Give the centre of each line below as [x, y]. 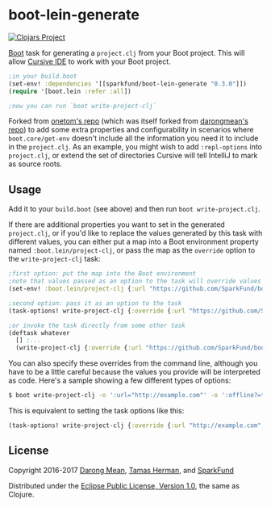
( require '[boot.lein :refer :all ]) [70, 91]
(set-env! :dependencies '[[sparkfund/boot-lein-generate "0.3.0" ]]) [128, 84]
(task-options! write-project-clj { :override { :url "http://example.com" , [137, 425]
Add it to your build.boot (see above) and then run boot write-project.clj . [134, 209]
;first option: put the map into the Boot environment [102, 274]
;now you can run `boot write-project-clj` [83, 106]
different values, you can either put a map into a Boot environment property [134, 242]
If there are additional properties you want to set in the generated [117, 224]
